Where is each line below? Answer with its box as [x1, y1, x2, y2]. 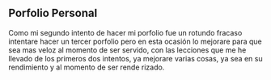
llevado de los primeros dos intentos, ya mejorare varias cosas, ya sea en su [8, 53, 263, 63]
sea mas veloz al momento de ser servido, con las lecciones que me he [8, 44, 247, 55]
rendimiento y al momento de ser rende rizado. [8, 62, 165, 72]
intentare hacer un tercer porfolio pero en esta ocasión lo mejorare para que [8, 36, 263, 46]
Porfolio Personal [8, 6, 98, 20]
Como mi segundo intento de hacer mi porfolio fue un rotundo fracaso [8, 27, 243, 37]
